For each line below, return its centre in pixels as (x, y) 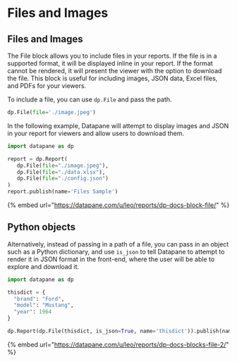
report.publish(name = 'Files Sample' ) (63, 192)
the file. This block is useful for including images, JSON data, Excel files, (113, 78)
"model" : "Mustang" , (44, 305)
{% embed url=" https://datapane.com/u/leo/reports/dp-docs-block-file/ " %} (119, 205)
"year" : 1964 (33, 312)
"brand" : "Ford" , (39, 299)
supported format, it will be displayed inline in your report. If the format (110, 63)
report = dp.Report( (38, 159)
